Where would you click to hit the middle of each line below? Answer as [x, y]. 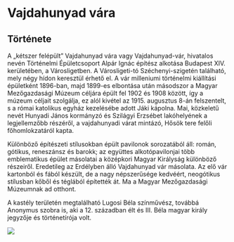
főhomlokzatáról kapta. [41, 130]
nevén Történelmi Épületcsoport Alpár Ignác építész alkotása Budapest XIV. [117, 63]
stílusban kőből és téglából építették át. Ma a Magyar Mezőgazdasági [108, 181]
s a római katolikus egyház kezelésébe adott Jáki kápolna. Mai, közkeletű [113, 108]
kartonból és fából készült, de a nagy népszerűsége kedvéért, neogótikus [114, 174]
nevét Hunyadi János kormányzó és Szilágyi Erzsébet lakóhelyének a [108, 115]
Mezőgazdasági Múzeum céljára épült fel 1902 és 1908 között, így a [105, 93]
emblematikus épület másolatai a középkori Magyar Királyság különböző [112, 159]
